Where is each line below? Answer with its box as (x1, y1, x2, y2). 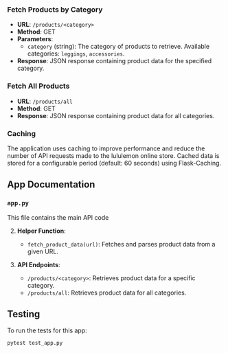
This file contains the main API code (7, 213, 109, 221)
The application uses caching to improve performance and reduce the (7, 144, 205, 152)
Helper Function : (16, 227, 67, 235)
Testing (7, 308, 41, 320)
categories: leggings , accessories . (27, 49, 125, 58)
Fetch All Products (7, 81, 70, 91)
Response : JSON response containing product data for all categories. (16, 111, 215, 119)
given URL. (27, 247, 58, 255)
